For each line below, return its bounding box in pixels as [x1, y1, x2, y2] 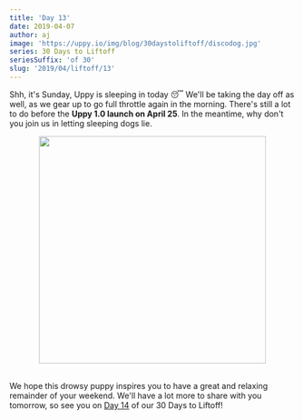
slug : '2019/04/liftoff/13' [9, 65, 116, 74]
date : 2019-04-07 [9, 22, 75, 31]
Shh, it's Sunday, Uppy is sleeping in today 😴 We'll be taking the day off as [9, 88, 295, 100]
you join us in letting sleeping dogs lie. [9, 117, 152, 128]
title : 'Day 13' [9, 13, 71, 23]
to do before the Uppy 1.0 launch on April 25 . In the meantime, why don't [9, 108, 284, 119]
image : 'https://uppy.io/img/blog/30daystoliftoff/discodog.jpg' [9, 38, 261, 48]
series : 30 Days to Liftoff [9, 47, 116, 56]
